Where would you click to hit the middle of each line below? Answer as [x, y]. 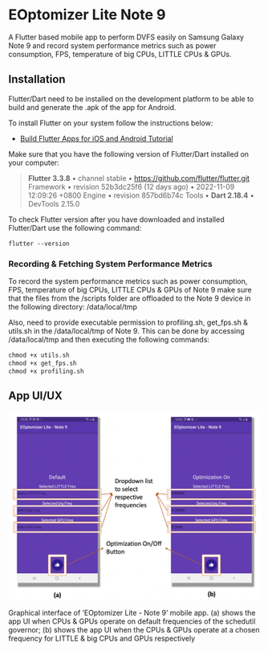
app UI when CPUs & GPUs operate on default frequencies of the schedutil [132, 621]
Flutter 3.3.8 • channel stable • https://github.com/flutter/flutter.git [139, 178]
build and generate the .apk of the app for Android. [92, 107]
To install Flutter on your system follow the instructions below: [111, 123]
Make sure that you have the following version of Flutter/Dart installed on [129, 154]
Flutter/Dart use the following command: [75, 227]
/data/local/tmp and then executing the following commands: [109, 340]
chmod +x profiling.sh [46, 371]
